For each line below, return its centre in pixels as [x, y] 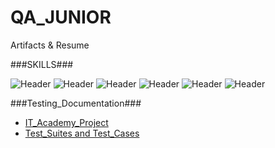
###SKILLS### [42, 64]
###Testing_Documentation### [76, 103]
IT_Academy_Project [66, 122]
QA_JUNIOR [61, 17]
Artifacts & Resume [50, 45]
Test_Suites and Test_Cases [82, 133]
